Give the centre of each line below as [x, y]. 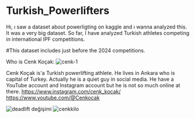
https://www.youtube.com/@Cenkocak [53, 98]
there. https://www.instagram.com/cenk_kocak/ [63, 91]
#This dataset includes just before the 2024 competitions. [76, 50]
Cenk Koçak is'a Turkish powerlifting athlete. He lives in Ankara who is [90, 73]
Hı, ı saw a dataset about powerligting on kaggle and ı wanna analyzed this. [97, 27]
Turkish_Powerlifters [58, 11]
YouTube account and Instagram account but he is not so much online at [93, 85]
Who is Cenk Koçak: [30, 62]
